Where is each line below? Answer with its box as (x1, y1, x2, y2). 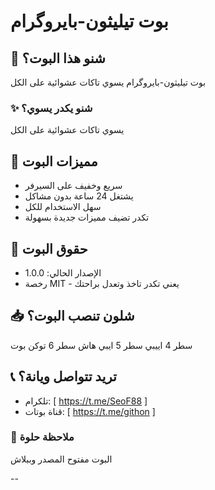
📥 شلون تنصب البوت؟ (10, 308, 135, 325)
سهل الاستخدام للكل (24, 201, 102, 213)
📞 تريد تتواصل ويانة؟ (10, 368, 117, 385)
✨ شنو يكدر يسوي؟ (10, 101, 93, 115)
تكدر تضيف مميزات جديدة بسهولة (24, 211, 150, 224)
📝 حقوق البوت (10, 240, 88, 257)
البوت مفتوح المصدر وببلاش (10, 453, 113, 465)
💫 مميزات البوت (10, 153, 98, 170)
